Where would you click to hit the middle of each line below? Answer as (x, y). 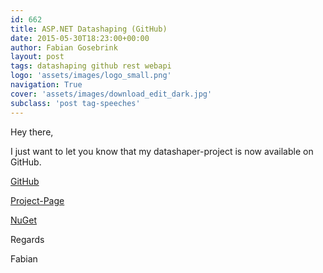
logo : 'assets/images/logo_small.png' (91, 76)
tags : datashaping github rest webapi (91, 66)
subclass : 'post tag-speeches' (75, 103)
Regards (27, 239)
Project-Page (37, 200)
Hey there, (32, 132)
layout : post (37, 57)
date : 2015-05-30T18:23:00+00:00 (80, 38)
